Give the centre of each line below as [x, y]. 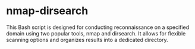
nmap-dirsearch [47, 11]
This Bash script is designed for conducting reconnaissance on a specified [97, 27]
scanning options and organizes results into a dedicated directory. [87, 40]
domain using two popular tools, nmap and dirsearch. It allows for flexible [96, 33]
